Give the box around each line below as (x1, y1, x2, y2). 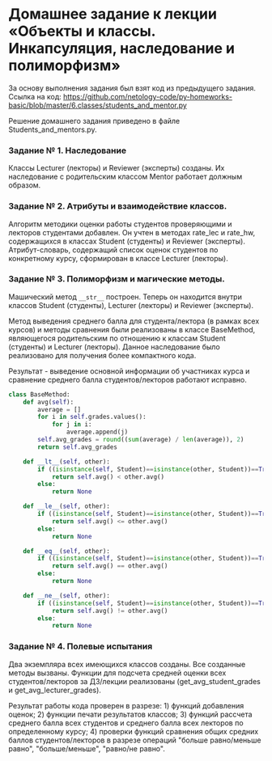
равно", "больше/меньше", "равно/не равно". (8, 743, 166, 753)
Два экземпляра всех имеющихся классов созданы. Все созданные (8, 659, 246, 669)
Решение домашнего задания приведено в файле (8, 116, 181, 125)
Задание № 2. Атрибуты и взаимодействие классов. (8, 201, 227, 212)
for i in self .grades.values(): (37, 413, 147, 421)
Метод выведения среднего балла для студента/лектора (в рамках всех (8, 316, 260, 326)
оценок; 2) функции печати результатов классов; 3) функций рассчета (8, 709, 253, 719)
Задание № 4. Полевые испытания (8, 641, 153, 652)
